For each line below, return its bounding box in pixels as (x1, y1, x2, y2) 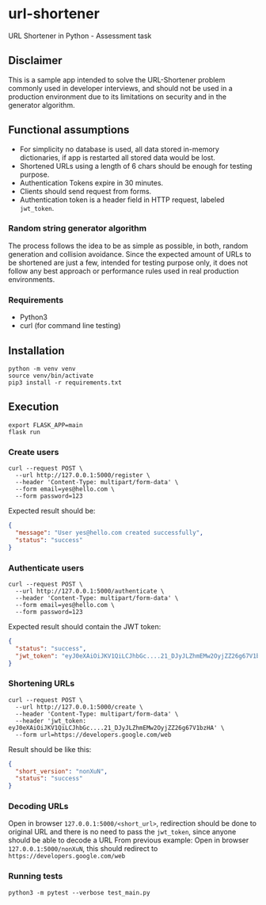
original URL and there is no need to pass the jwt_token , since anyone (8, 827, 237, 837)
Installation (8, 344, 65, 357)
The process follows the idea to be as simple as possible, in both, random (8, 241, 249, 250)
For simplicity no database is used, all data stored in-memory (19, 144, 220, 154)
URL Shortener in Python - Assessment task (8, 31, 152, 40)
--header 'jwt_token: (15, 716, 87, 725)
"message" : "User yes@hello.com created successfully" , (15, 529, 203, 537)
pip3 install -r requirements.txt (8, 378, 123, 387)
